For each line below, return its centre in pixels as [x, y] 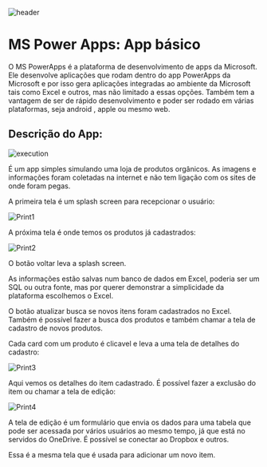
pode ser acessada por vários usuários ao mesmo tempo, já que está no [127, 430]
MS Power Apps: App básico [104, 45]
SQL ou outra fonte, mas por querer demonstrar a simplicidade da [116, 287]
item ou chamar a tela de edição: [62, 391]
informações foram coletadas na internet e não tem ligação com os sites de [132, 177]
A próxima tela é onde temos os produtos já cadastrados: [102, 232]
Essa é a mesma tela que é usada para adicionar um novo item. [112, 454]
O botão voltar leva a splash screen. [67, 263]
